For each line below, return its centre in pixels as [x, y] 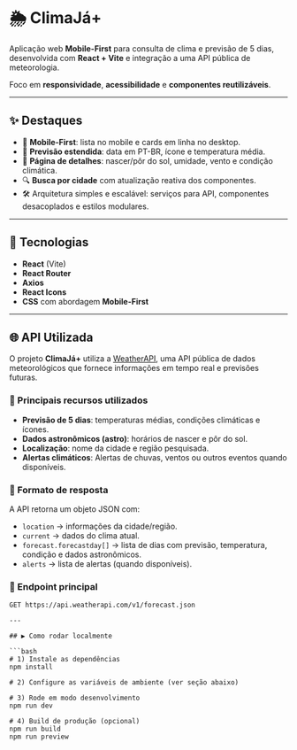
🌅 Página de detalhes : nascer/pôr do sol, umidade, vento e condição [148, 160]
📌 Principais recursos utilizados [79, 400]
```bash [23, 652]
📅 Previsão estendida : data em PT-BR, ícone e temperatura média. [144, 151]
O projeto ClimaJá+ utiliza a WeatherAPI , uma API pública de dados [133, 359]
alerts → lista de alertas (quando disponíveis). [107, 563]
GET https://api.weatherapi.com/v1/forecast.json [103, 605]
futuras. [23, 377]
